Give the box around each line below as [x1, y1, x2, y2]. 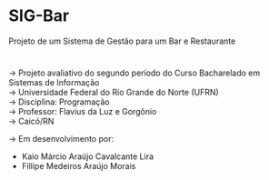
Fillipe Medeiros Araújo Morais [21, 161, 136, 172]
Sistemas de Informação [8, 77, 100, 88]
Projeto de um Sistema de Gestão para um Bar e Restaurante [8, 35, 236, 46]
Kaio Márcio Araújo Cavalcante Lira [21, 151, 154, 162]
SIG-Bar [8, 5, 70, 26]
